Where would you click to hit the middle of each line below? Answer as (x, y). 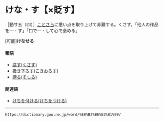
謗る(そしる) (25, 77)
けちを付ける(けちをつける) (40, 101)
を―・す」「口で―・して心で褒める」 (42, 30)
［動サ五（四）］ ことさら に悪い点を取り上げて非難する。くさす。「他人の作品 (82, 24)
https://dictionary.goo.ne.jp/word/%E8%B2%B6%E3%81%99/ (63, 115)
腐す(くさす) (25, 65)
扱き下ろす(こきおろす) (35, 71)
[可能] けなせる (20, 41)
